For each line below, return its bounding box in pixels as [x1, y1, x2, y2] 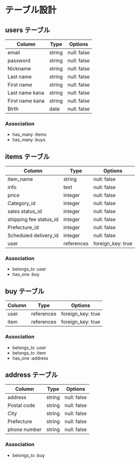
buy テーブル [5, 287, 44, 295]
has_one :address [12, 355, 48, 361]
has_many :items [12, 132, 47, 138]
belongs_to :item [12, 350, 46, 356]
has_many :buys [12, 137, 46, 143]
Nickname [7, 65, 31, 72]
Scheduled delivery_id [7, 232, 59, 239]
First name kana [7, 98, 45, 104]
